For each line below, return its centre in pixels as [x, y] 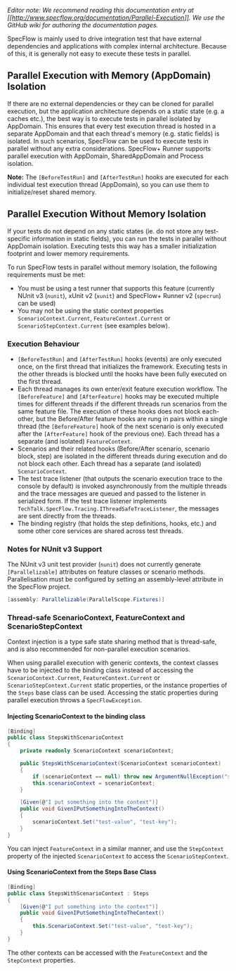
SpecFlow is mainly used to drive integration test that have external [105, 39]
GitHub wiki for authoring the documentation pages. [83, 25]
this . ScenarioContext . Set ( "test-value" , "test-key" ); [113, 926]
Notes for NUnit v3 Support [55, 549]
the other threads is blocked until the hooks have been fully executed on [122, 374]
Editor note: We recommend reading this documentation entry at [101, 10]
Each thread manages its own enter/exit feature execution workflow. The [122, 389]
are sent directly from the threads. [67, 515]
